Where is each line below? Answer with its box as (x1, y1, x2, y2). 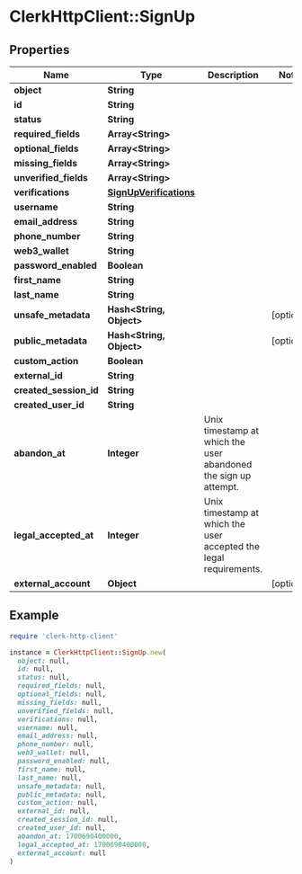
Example (9, 608, 59, 623)
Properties (9, 42, 70, 58)
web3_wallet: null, (17, 748, 91, 757)
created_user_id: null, (17, 824, 106, 833)
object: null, (17, 656, 70, 665)
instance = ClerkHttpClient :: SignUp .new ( (9, 647, 167, 657)
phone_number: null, (17, 740, 94, 749)
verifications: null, (17, 715, 99, 724)
